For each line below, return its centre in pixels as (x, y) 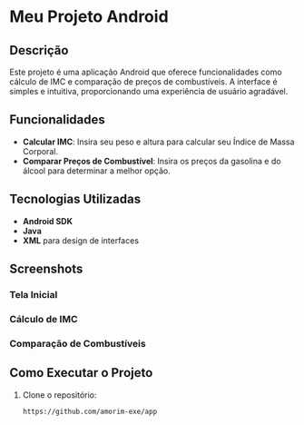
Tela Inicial (34, 294)
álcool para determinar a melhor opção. (96, 171)
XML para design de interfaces (80, 240)
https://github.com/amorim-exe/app (90, 411)
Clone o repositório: (59, 395)
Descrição (39, 50)
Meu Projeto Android (89, 17)
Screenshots (46, 269)
